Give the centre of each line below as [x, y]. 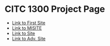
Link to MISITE [27, 28]
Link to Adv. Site [29, 39]
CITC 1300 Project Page [55, 9]
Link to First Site [28, 23]
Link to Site [23, 33]
